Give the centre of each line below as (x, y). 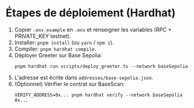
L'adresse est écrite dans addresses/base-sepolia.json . (84, 77)
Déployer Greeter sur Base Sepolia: (58, 55)
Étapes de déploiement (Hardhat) (91, 13)
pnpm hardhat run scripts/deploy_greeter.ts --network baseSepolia (101, 66)
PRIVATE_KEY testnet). (43, 36)
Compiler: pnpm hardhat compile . (55, 49)
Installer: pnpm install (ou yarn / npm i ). (64, 42)
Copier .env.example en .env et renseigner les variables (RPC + (93, 30)
